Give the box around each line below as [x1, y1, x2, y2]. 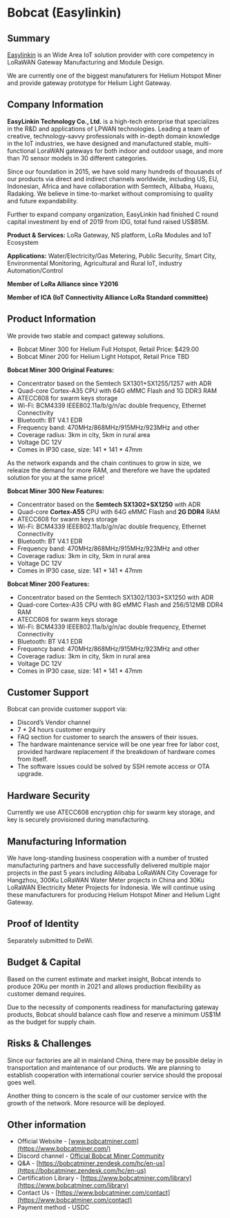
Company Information [7, 99, 104, 111]
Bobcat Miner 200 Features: [7, 580, 90, 588]
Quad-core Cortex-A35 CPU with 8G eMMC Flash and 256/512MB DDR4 [17, 600, 224, 609]
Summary [7, 33, 50, 44]
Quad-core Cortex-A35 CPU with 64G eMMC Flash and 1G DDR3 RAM [17, 386, 218, 395]
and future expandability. [7, 196, 78, 205]
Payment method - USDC [17, 1203, 90, 1212]
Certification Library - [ [17, 1174, 83, 1182]
